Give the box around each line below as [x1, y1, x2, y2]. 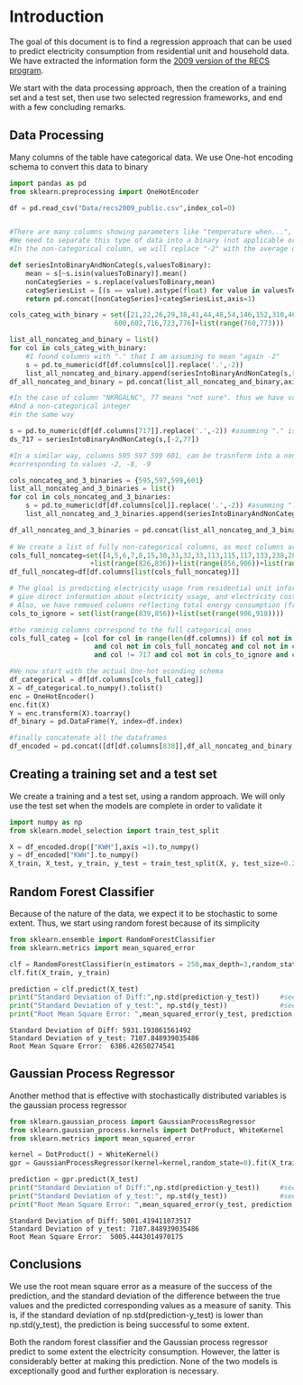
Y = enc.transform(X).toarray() [9, 708, 131, 718]
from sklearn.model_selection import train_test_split [9, 826, 220, 836]
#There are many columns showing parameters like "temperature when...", [9, 227, 293, 236]
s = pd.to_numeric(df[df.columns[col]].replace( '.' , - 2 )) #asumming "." [25, 501, 300, 511]
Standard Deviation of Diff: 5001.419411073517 [9, 1216, 192, 1225]
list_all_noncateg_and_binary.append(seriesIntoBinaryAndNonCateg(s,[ [25, 368, 297, 378]
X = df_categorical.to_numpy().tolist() [9, 683, 164, 692]
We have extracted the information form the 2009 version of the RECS [9, 55, 271, 66]
